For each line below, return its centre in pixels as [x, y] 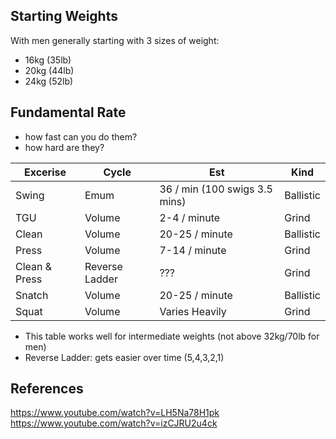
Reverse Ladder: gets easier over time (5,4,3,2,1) [124, 357]
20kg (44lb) [49, 70]
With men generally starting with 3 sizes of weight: [115, 40]
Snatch [32, 295]
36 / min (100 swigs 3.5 [216, 189]
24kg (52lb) [49, 81]
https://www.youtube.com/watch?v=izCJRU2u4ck [114, 423]
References [47, 389]
